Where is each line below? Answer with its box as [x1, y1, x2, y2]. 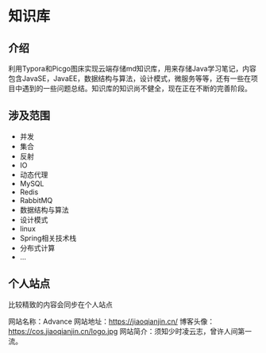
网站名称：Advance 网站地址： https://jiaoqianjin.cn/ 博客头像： [8, 317, 215, 326]
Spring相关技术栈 [19, 233, 77, 243]
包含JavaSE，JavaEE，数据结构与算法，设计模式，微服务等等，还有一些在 [8, 74, 252, 83]
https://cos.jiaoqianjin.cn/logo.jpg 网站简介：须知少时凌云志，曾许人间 [8, 326, 238, 336]
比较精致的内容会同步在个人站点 [8, 299, 113, 309]
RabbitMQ [19, 195, 53, 205]
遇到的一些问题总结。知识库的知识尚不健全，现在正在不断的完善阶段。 [21, 84, 252, 93]
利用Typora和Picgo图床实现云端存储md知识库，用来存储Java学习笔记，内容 [8, 64, 256, 73]
